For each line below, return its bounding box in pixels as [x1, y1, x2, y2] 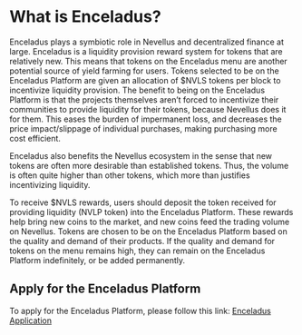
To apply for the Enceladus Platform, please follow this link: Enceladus [9, 305, 272, 316]
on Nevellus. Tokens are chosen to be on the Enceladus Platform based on [9, 225, 287, 237]
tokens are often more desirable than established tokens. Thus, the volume [9, 160, 289, 171]
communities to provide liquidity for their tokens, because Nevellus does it [9, 103, 287, 114]
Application [9, 315, 53, 326]
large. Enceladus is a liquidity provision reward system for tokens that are [9, 45, 283, 56]
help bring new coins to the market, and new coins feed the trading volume [9, 216, 290, 227]
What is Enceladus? [9, 6, 161, 27]
